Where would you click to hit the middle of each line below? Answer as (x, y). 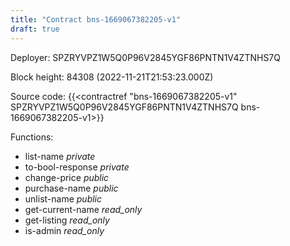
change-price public (67, 177)
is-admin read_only (64, 230)
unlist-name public (63, 198)
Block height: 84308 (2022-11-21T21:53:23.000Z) (112, 77)
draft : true (35, 29)
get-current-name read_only (83, 209)
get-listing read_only (67, 220)
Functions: (32, 137)
